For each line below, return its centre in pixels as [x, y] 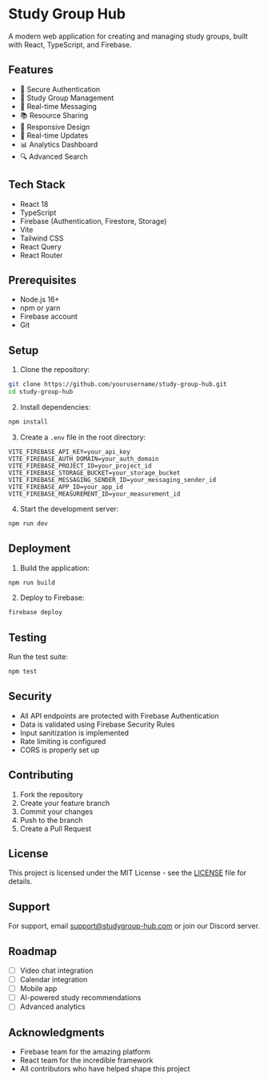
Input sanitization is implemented [74, 733]
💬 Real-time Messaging [58, 106]
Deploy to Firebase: [52, 597]
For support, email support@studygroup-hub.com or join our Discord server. [134, 926]
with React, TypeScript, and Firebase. [70, 44]
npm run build [32, 582]
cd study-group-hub [41, 392]
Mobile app [38, 989]
